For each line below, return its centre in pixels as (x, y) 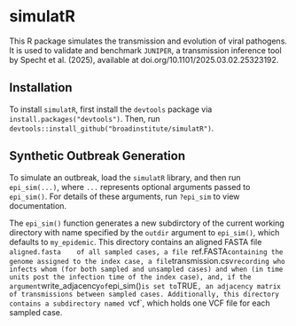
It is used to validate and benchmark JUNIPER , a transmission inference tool (145, 50)
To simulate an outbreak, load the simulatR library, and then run (125, 177)
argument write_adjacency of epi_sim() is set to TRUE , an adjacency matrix (145, 285)
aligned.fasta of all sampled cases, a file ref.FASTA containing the (146, 251)
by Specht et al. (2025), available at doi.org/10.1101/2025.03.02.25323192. (144, 60)
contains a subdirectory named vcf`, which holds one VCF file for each (140, 303)
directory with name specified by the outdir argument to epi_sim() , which (144, 232)
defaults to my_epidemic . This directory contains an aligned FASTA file (136, 242)
